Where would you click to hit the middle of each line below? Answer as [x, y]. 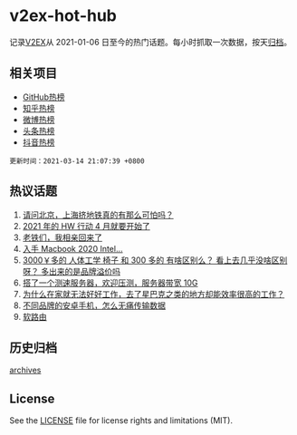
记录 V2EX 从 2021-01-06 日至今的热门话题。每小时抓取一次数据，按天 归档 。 [151, 42]
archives [25, 370]
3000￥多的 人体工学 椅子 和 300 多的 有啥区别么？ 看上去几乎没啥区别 [155, 260]
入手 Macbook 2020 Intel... [73, 248]
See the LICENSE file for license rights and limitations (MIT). [121, 420]
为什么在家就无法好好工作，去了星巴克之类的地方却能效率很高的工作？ [153, 294]
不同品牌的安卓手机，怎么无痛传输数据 [94, 305]
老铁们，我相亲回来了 [62, 237]
